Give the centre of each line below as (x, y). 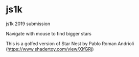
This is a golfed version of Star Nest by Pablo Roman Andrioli (70, 43)
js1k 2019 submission (28, 24)
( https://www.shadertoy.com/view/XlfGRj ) (50, 49)
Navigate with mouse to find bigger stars (49, 33)
